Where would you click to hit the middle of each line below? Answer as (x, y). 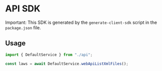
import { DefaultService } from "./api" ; (49, 55)
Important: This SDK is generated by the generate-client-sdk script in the (81, 22)
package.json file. (23, 27)
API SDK (23, 9)
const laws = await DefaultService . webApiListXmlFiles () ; (67, 64)
